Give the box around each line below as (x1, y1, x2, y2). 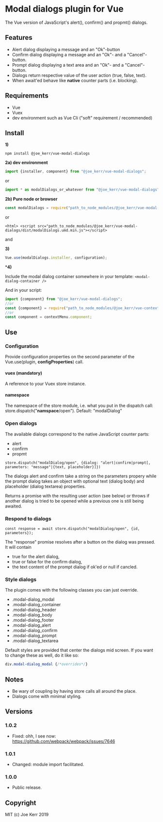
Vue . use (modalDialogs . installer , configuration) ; (5, 255, 108, 260)
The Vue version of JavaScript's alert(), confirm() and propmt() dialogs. (5, 19, 148, 25)
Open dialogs (5, 420, 37, 427)
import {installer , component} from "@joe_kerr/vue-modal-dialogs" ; (5, 169, 147, 174)
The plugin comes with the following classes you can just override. (5, 587, 138, 593)
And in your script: (5, 287, 42, 293)
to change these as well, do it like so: (5, 652, 79, 658)
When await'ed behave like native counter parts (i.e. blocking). (12, 77, 138, 83)
